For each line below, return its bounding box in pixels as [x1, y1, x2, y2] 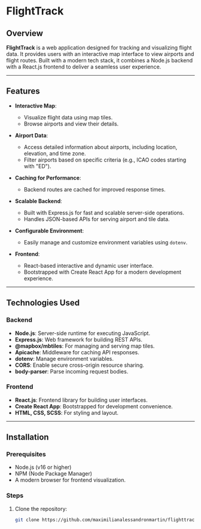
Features [6, 86, 40, 97]
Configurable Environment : [14, 227, 84, 234]
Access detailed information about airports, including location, [23, 143, 178, 151]
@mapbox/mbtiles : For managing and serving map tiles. [14, 342, 155, 349]
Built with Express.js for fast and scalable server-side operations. [23, 209, 184, 216]
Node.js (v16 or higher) [14, 464, 72, 471]
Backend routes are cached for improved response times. [23, 186, 166, 193]
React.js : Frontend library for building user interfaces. [14, 396, 148, 404]
